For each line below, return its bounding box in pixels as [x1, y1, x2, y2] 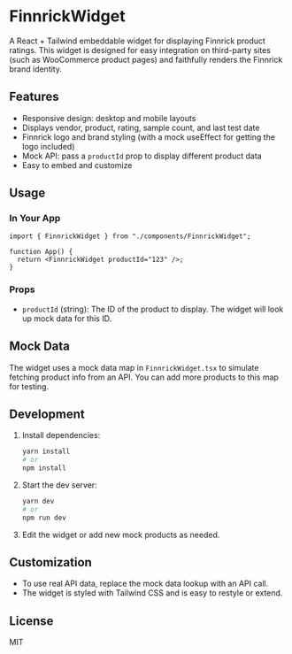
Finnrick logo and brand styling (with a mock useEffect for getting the [21, 131, 276, 142]
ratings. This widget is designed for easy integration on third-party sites [9, 44, 272, 55]
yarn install [21, 447, 71, 457]
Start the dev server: [21, 480, 97, 490]
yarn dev [21, 496, 55, 505]
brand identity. [9, 64, 62, 74]
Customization [9, 555, 93, 570]
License [9, 613, 54, 628]
